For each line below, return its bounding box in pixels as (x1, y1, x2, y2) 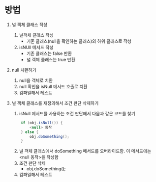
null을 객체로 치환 (19, 77, 53, 83)
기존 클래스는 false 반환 (26, 50, 72, 56)
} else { (21, 130, 39, 134)
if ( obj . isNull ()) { (21, 120, 63, 125)
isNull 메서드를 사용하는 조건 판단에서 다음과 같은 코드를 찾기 (19, 110, 136, 116)
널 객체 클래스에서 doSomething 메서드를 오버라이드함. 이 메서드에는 (19, 148, 152, 154)
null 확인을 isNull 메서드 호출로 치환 (19, 83, 88, 89)
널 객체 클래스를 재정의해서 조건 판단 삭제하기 (11, 100, 99, 106)
